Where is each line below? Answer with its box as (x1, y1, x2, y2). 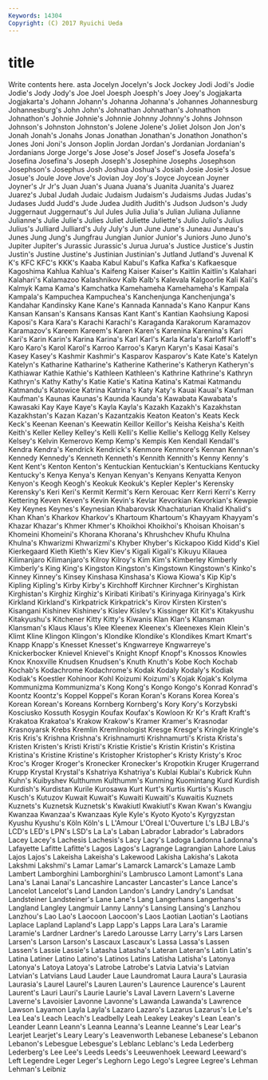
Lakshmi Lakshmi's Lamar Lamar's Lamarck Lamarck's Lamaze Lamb (8, 860, 236, 871)
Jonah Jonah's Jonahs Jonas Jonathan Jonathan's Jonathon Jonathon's (8, 131, 248, 141)
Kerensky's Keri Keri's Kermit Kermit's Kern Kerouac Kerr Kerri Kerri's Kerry (8, 487, 256, 497)
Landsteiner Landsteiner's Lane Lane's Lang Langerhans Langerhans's (8, 895, 242, 904)
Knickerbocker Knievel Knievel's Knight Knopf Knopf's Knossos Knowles (8, 649, 247, 658)
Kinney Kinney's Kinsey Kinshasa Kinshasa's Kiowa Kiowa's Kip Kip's (8, 572, 237, 582)
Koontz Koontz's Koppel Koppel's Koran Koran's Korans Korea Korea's (8, 691, 239, 701)
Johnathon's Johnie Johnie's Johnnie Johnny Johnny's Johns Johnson (8, 113, 243, 124)
